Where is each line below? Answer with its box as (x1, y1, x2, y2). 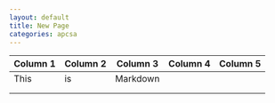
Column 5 (219, 58, 262, 70)
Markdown (115, 73, 160, 85)
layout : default (9, 12, 69, 22)
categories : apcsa (9, 29, 77, 38)
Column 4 (168, 58, 211, 70)
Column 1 (13, 58, 56, 70)
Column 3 (116, 58, 158, 70)
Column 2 (64, 58, 107, 70)
